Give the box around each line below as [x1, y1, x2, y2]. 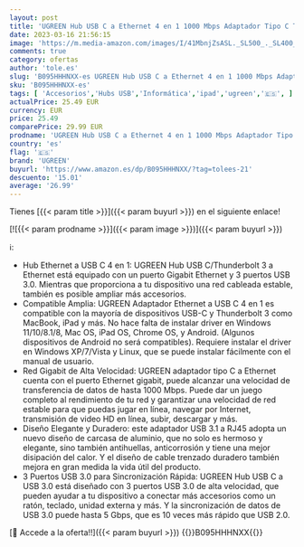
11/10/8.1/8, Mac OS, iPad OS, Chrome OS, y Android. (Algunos [22, 327, 255, 338]
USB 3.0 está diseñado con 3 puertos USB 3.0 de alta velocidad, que [22, 481, 280, 492]
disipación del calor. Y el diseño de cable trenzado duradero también [22, 452, 280, 463]
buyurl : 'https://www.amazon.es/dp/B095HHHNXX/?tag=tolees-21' [9, 165, 253, 174]
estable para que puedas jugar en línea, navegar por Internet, [22, 404, 252, 415]
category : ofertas [9, 55, 79, 64]
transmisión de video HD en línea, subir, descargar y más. [22, 413, 238, 425]
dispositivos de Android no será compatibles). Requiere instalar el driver [22, 336, 292, 348]
